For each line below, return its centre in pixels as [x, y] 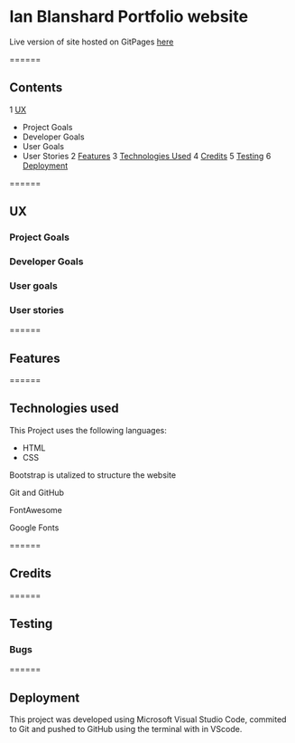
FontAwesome [36, 510]
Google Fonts [34, 528]
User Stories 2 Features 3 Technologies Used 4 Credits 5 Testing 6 [147, 156]
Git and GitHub [37, 492]
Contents [36, 88]
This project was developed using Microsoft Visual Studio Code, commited [148, 719]
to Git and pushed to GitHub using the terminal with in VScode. [126, 729]
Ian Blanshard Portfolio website [129, 17]
